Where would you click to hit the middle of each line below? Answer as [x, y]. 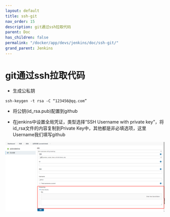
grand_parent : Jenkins [29, 48]
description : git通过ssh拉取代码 [38, 27]
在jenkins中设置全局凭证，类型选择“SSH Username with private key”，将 [88, 121]
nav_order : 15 [20, 21]
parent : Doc [18, 32]
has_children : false [27, 38]
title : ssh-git [21, 16]
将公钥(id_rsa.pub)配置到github [45, 111]
